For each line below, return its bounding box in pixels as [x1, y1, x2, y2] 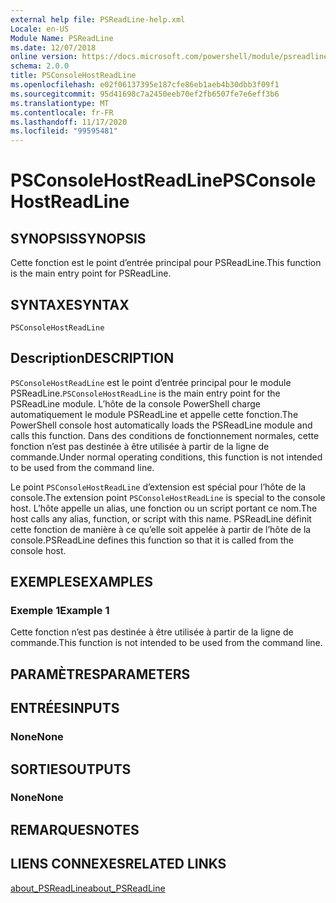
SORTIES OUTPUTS [10, 761, 132, 778]
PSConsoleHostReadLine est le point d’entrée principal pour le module [10, 376, 292, 388]
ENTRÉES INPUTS [10, 700, 120, 717]
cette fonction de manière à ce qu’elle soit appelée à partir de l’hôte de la [10, 523, 312, 535]
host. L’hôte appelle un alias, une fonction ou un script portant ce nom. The [10, 502, 318, 514]
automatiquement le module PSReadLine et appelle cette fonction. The [10, 408, 299, 420]
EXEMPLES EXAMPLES [10, 574, 154, 591]
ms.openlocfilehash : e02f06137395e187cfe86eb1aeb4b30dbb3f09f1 [10, 80, 280, 90]
